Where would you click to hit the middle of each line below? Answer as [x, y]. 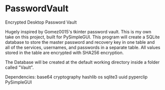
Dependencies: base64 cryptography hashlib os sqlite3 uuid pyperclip [76, 77]
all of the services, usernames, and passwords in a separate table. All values [83, 47]
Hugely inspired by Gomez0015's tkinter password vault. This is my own [78, 31]
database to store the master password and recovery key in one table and [80, 42]
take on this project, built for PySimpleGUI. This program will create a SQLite [82, 37]
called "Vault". [19, 67]
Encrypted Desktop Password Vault [41, 22]
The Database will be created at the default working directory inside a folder [82, 62]
